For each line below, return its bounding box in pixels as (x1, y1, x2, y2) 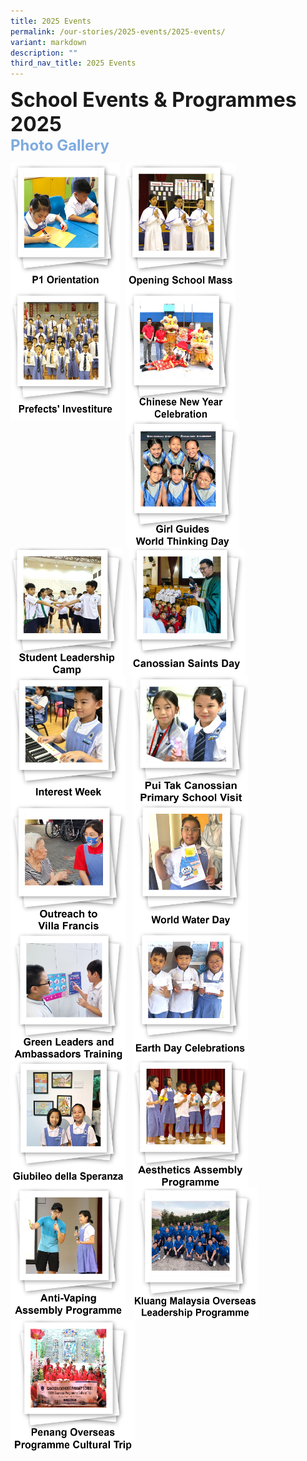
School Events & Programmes (10, 87, 297, 113)
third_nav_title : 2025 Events (10, 58, 137, 69)
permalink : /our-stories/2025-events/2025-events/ (10, 26, 226, 37)
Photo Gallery (10, 136, 110, 155)
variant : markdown (10, 37, 87, 47)
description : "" (10, 48, 78, 58)
